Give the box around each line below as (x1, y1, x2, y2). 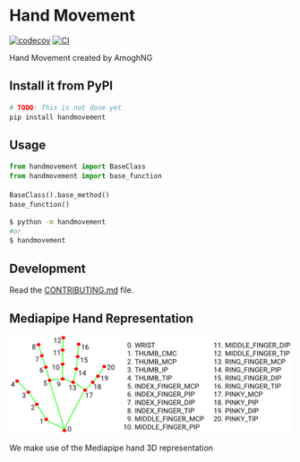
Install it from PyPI (9, 78, 114, 94)
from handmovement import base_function (9, 172, 163, 181)
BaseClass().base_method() (9, 190, 110, 200)
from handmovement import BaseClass (9, 162, 146, 171)
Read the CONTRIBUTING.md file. (9, 285, 134, 295)
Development (9, 261, 87, 276)
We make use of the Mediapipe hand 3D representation (9, 442, 213, 453)
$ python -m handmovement (9, 217, 106, 227)
